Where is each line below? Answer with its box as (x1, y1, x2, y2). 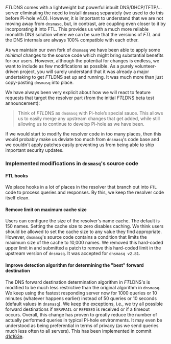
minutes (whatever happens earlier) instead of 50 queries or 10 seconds (5, 295, 157, 301)
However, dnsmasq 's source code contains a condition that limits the (5, 234, 147, 240)
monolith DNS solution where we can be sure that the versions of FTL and (5, 32, 161, 37)
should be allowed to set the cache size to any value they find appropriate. (5, 228, 162, 235)
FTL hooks (5, 172, 28, 178)
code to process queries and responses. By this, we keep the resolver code (5, 189, 164, 196)
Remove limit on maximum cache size (5, 207, 87, 213)
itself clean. (5, 195, 30, 201)
